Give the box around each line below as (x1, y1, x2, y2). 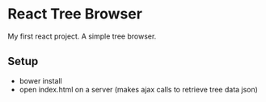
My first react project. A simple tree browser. (7, 31, 157, 41)
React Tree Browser (7, 5, 143, 23)
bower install (19, 75, 62, 85)
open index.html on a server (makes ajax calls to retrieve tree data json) (19, 84, 258, 94)
